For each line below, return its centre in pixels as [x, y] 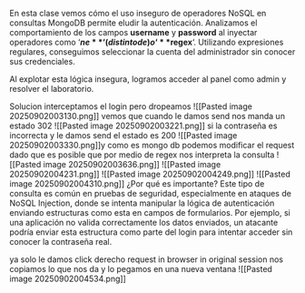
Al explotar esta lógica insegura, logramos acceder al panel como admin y [148, 79]
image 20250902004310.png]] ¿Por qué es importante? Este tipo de [137, 184]
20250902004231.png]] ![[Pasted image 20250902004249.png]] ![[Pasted [150, 174]
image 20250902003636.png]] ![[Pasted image [132, 164]
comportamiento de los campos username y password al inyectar [133, 32]
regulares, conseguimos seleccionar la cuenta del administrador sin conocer [152, 52]
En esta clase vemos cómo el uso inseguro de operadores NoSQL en [138, 13]
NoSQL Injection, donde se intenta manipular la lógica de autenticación [142, 203]
